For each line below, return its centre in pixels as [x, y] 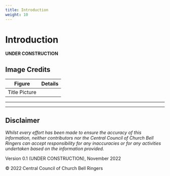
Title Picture [22, 93]
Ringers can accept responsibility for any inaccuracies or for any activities [83, 143]
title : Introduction [27, 10]
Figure [22, 84]
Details [50, 84]
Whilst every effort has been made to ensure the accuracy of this [73, 133]
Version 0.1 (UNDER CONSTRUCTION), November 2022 [63, 159]
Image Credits [28, 70]
